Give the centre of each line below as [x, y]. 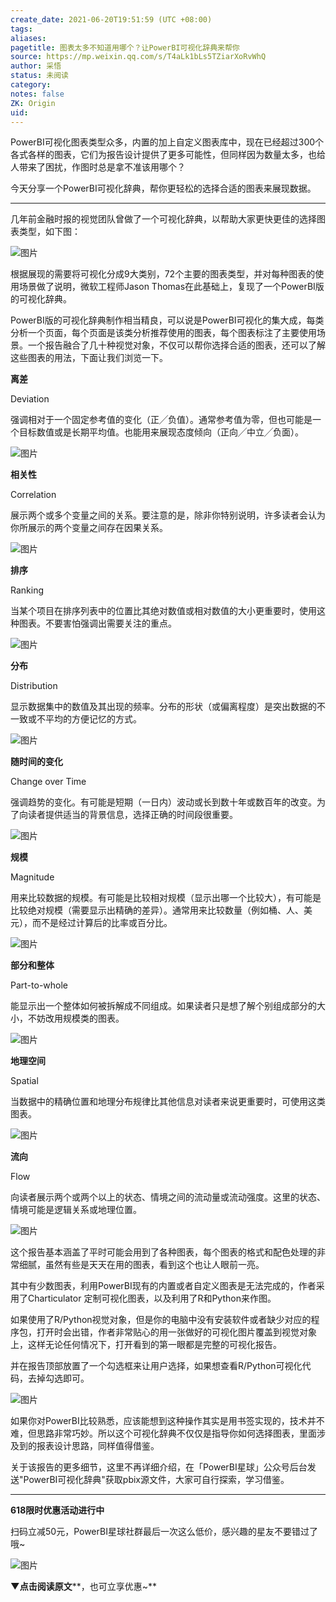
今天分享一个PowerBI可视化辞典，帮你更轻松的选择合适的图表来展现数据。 [163, 188]
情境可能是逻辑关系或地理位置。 [76, 1210]
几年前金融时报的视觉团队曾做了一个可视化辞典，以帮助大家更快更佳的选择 [163, 219]
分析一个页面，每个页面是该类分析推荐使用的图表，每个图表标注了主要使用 [163, 333]
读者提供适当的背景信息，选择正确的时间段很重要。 [132, 815]
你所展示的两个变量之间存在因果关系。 [89, 528]
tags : [21, 29]
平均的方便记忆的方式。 [93, 719]
